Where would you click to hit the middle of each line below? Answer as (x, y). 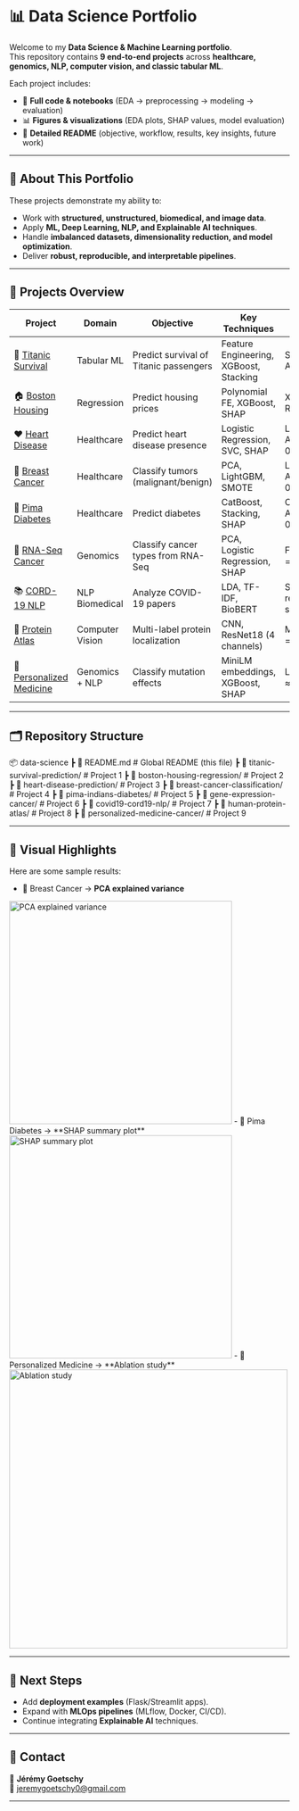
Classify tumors (165, 470)
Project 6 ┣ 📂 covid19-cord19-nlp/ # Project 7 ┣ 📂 (137, 804)
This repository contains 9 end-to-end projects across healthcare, (133, 56)
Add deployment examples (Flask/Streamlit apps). (115, 1702)
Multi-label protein (172, 629)
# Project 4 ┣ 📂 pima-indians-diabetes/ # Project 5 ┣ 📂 (109, 794)
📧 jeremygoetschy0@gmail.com (68, 1788)
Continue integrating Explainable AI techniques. (110, 1721)
